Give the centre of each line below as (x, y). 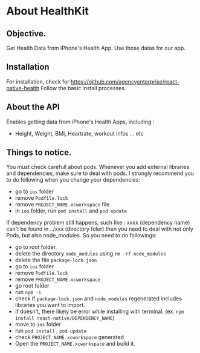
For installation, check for (38, 81)
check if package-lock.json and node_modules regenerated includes (98, 299)
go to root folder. (36, 247)
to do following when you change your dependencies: (73, 180)
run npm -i (28, 292)
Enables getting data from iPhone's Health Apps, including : (80, 122)
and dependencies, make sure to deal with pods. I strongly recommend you (100, 173)
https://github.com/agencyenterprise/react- (125, 81)
